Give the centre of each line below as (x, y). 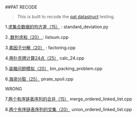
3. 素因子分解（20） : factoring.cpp (40, 48)
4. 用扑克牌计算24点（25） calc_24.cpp (45, 58)
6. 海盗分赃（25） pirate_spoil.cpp (39, 79)
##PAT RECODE (21, 7)
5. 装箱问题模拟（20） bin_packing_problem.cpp (54, 69)
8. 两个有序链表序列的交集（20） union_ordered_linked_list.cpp (68, 109)
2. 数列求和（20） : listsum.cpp (37, 37)
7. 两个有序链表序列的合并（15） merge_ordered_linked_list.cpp (68, 99)
